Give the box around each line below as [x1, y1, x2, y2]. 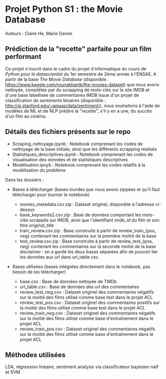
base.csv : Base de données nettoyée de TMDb [19, 278, 117, 284]
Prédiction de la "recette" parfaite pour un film [5, 45, 152, 53]
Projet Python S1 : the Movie [5, 3, 123, 15]
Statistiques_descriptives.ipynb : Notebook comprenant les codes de [12, 151, 153, 157]
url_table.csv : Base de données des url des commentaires [19, 284, 140, 290]
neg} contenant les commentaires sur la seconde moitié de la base [19, 243, 156, 249]
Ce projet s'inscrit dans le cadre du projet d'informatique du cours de [5, 65, 147, 71]
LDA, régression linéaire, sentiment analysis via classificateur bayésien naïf [5, 364, 159, 370]
